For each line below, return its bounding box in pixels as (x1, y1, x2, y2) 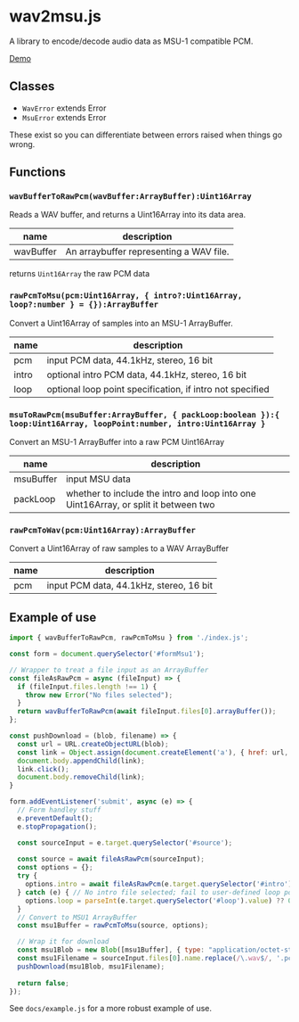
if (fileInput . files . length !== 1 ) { (17, 682, 158, 691)
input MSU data (65, 473, 132, 485)
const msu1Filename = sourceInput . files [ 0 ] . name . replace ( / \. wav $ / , (17, 954, 273, 963)
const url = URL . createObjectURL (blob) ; (17, 739, 169, 748)
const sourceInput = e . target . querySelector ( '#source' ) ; (17, 838, 233, 847)
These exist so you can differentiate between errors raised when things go (9, 129, 283, 140)
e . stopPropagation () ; (17, 822, 98, 831)
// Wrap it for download (17, 937, 109, 946)
